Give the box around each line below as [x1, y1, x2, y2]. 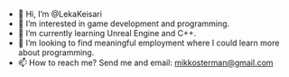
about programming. [17, 47, 95, 58]
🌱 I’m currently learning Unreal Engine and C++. [17, 28, 197, 38]
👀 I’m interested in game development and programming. [17, 18, 230, 29]
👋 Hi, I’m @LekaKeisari [17, 9, 102, 19]
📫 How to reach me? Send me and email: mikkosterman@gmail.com [17, 57, 274, 68]
